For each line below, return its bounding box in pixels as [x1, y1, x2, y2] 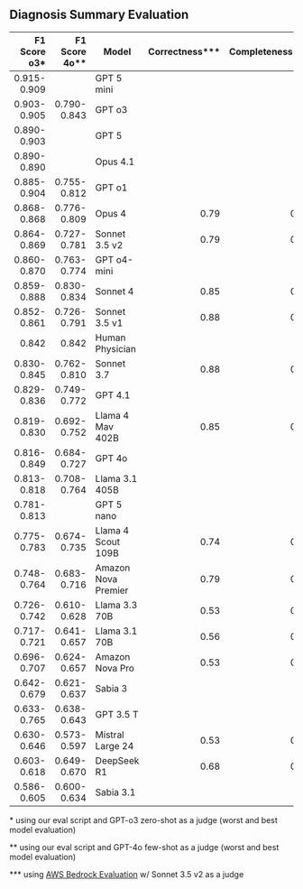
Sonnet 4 [95, 284, 134, 297]
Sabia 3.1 [95, 785, 136, 798]
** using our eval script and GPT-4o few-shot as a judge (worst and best [9, 841, 280, 852]
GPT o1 [95, 181, 128, 193]
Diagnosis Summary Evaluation [9, 7, 189, 23]
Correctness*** [148, 45, 221, 58]
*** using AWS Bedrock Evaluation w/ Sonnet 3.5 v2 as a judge [9, 868, 244, 879]
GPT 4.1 [95, 388, 131, 401]
